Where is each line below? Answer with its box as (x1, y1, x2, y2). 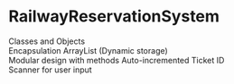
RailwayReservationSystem (8, 6, 220, 27)
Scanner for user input (8, 64, 92, 75)
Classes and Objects (8, 36, 86, 46)
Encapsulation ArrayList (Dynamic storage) (8, 45, 168, 55)
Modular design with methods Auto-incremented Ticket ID (8, 55, 225, 65)
